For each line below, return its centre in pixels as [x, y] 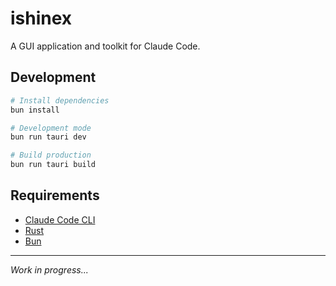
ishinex [41, 18]
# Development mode [51, 128]
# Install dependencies [60, 100]
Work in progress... [49, 269]
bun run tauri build [53, 165]
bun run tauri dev [48, 137]
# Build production [51, 155]
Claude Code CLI [60, 219]
